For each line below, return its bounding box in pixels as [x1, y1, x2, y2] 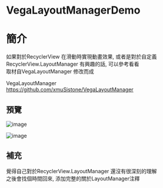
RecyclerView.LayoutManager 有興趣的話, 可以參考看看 [6, 60, 139, 68]
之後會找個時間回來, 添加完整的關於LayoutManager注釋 [6, 175, 140, 182]
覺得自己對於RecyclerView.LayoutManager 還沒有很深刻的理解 [6, 167, 157, 174]
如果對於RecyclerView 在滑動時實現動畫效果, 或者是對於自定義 [6, 53, 157, 60]
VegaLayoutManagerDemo [6, 4, 141, 17]
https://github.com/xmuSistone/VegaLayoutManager [6, 86, 134, 93]
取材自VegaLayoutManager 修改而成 [6, 68, 94, 75]
